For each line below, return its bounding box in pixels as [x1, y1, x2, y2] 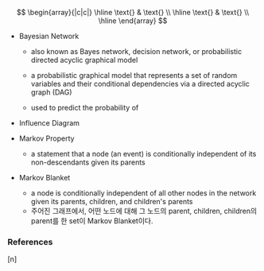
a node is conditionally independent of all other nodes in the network [30, 188, 257, 198]
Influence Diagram [18, 118, 80, 127]
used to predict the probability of [30, 103, 139, 112]
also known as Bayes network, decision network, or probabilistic [30, 47, 243, 56]
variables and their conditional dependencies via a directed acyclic [30, 79, 250, 88]
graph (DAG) [30, 87, 72, 97]
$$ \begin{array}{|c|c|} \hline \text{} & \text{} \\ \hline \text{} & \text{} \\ [16, 8, 250, 17]
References [7, 236, 53, 247]
